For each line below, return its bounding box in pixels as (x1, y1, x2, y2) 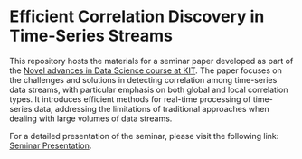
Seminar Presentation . (9, 140, 92, 151)
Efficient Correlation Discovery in (9, 6, 265, 27)
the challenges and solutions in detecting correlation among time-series (9, 74, 278, 85)
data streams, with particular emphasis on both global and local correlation (9, 84, 288, 95)
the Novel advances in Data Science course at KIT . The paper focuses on (9, 65, 282, 76)
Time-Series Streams (9, 25, 174, 46)
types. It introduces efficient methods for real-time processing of (9, 93, 251, 105)
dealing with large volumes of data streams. (9, 113, 173, 124)
